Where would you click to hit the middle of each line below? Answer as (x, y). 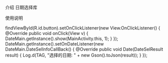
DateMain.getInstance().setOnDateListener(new (55, 44)
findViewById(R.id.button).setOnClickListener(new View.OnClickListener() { (83, 28)
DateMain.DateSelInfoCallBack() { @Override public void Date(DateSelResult (84, 49)
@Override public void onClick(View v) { (47, 33)
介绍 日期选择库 (21, 7)
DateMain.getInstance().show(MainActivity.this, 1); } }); (62, 38)
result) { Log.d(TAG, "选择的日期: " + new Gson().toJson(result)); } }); (76, 55)
